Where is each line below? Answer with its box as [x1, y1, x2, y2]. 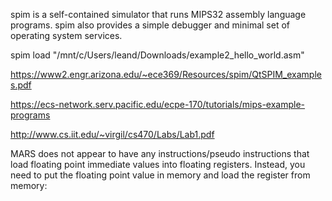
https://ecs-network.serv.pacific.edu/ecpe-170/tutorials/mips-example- [10, 99, 306, 110]
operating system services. [10, 30, 123, 41]
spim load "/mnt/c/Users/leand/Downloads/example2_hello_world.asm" [10, 49, 305, 61]
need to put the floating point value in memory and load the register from [10, 169, 311, 181]
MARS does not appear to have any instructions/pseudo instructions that [10, 148, 310, 159]
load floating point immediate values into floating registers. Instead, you [10, 159, 306, 170]
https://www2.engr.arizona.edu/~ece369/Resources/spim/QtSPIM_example [10, 69, 322, 80]
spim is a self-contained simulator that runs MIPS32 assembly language [10, 9, 307, 20]
